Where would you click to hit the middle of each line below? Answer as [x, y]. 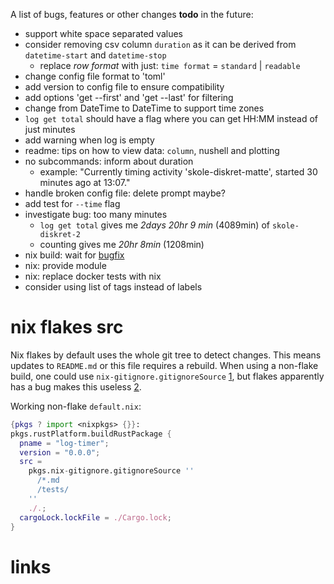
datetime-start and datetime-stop [95, 55]
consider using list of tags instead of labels [113, 287]
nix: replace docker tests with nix [93, 276]
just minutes [50, 129]
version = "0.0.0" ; [60, 452]
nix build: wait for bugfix [74, 255]
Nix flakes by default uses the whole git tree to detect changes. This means [166, 355]
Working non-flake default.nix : [76, 406]
